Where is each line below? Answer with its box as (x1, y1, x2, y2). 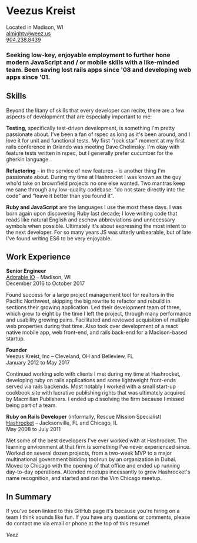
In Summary (6, 492, 52, 502)
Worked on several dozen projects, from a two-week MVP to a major (6, 449, 172, 457)
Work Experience (6, 252, 71, 262)
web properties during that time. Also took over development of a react (6, 323, 178, 330)
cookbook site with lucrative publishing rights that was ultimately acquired (6, 389, 186, 396)
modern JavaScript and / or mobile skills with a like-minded (6, 58, 179, 66)
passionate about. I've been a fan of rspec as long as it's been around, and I (6, 131, 191, 138)
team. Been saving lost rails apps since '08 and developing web (6, 65, 192, 74)
